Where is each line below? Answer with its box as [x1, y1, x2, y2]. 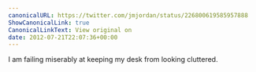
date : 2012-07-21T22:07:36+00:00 [8, 33, 118, 41]
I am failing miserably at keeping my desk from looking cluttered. [8, 55, 218, 64]
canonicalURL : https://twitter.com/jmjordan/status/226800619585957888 [8, 11, 248, 20]
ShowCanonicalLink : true [8, 19, 90, 27]
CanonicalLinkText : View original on [8, 26, 132, 34]
